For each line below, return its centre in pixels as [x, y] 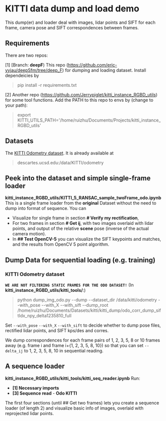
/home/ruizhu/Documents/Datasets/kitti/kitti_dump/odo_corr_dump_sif [89, 310]
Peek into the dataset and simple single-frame [78, 178]
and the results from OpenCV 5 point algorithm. [61, 244]
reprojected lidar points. [29, 413]
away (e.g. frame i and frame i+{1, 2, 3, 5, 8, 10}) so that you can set [74, 346]
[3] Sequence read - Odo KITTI [45, 393]
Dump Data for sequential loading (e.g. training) [80, 260]
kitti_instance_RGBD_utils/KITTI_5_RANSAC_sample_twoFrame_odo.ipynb [83, 198]
